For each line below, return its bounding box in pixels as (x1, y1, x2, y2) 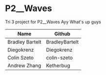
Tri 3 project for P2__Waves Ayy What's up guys (5, 19, 101, 25)
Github (54, 30, 71, 37)
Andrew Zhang (7, 62, 41, 69)
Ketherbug (46, 62, 71, 69)
